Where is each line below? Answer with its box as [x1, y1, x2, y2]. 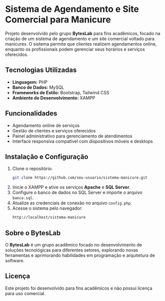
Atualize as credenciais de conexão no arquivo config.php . [12, 200, 132, 206]
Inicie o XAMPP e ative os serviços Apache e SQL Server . [12, 184, 131, 190]
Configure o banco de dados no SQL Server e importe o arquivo [12, 189, 143, 195]
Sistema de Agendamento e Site [5, 3, 139, 15]
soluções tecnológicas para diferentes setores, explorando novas [5, 247, 138, 253]
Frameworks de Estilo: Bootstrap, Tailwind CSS [12, 89, 110, 95]
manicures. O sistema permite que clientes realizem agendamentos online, [5, 41, 157, 47]
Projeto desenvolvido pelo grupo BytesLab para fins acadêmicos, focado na [5, 30, 161, 36]
